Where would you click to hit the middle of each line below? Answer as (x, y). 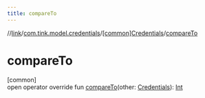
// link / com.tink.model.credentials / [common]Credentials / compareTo (102, 33)
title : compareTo (32, 13)
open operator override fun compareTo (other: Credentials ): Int (95, 87)
